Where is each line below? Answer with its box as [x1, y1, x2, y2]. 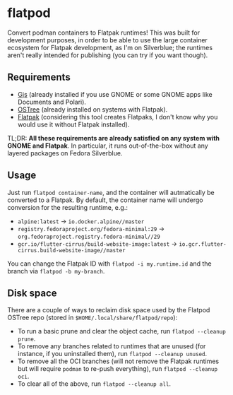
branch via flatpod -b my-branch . [7, 266, 105, 275]
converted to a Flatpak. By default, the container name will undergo [7, 196, 203, 204]
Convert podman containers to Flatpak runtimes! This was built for [7, 28, 201, 37]
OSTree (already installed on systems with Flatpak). [17, 105, 168, 114]
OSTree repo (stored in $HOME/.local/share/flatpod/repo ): [7, 313, 178, 322]
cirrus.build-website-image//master [17, 247, 126, 254]
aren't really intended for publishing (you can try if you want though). [7, 51, 208, 59]
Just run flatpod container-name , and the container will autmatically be [7, 188, 215, 196]
